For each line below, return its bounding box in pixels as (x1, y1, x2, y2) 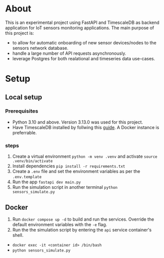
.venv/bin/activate (12, 159, 53, 164)
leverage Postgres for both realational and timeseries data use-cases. (12, 55, 156, 61)
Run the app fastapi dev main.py (12, 179, 81, 185)
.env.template (12, 175, 42, 180)
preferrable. (12, 129, 37, 135)
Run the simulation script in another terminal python (12, 184, 118, 190)
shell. (12, 232, 24, 238)
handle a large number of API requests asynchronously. (12, 50, 127, 56)
